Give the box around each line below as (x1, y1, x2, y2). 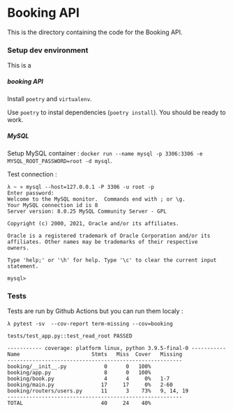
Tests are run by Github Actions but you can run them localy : (7, 307, 183, 315)
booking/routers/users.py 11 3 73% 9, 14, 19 (7, 388, 189, 395)
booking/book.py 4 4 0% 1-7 (7, 375, 170, 383)
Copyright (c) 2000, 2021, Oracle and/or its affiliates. (7, 220, 179, 227)
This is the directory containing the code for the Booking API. (7, 28, 183, 36)
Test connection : (7, 170, 57, 178)
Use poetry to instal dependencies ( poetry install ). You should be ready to (7, 108, 226, 116)
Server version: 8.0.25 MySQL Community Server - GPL (7, 208, 167, 215)
